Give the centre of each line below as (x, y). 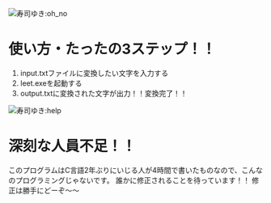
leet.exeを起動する (51, 83)
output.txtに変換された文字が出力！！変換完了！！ (104, 93)
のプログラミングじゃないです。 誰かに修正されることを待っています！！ (129, 180)
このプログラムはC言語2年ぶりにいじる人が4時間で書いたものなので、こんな (135, 170)
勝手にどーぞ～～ (51, 190)
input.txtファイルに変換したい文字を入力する (94, 73)
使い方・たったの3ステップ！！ (112, 49)
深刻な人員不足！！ (72, 146)
